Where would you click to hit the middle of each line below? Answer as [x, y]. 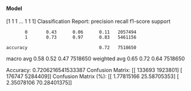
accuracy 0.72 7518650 [71, 48]
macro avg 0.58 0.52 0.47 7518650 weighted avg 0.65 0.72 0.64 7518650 [95, 58]
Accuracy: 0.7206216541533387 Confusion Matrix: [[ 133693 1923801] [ [94, 70]
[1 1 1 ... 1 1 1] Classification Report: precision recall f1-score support [88, 21]
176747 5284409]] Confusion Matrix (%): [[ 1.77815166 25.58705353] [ [93, 76]
